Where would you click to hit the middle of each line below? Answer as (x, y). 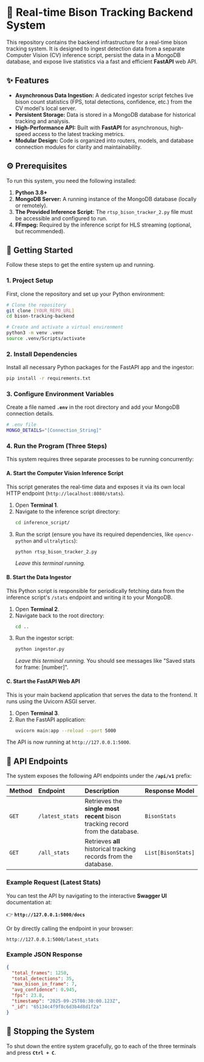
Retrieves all (102, 841)
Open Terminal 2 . (37, 609)
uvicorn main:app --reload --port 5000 (66, 731)
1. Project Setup (30, 281)
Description (102, 791)
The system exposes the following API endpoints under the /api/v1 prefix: (99, 776)
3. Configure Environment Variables (60, 394)
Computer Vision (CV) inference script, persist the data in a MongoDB (93, 55)
